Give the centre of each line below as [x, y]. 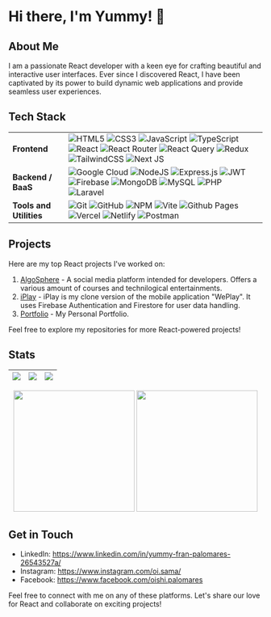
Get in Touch [41, 534]
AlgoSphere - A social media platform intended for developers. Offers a [138, 279]
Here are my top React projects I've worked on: [87, 264]
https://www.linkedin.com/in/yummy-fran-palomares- [142, 554]
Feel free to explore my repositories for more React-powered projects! [125, 329]
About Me [33, 46]
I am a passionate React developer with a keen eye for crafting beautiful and [135, 66]
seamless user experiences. [55, 91]
